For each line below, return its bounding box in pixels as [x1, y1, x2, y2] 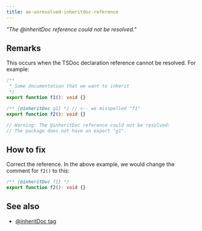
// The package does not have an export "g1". [6, 128, 127, 134]
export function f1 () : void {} [6, 95, 86, 101]
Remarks [6, 43, 41, 53]
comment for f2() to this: [6, 167, 70, 174]
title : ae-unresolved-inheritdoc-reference [6, 9, 119, 15]
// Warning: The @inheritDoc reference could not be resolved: [6, 122, 171, 128]
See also [6, 201, 40, 212]
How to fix [6, 144, 46, 155]
